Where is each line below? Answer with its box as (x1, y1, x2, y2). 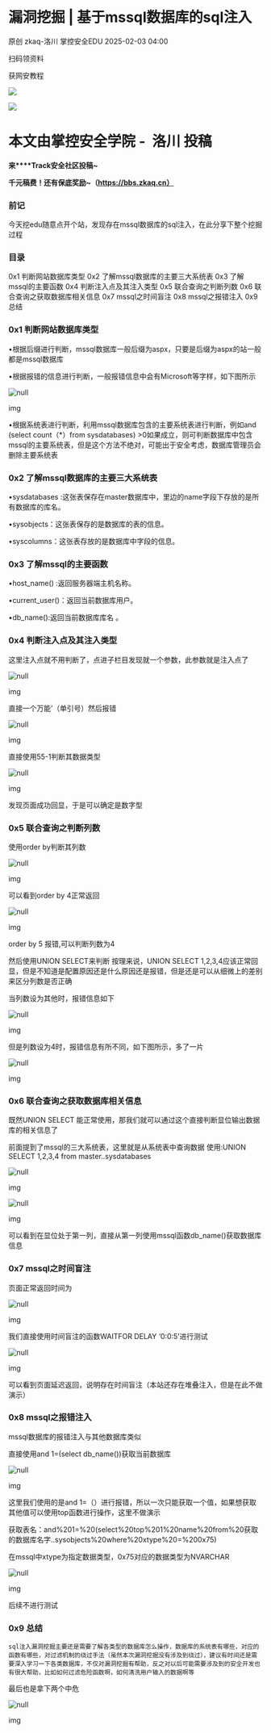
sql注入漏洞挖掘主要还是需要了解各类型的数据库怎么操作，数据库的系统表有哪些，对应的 (8, 1643, 260, 1651)
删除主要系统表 (8, 450, 58, 459)
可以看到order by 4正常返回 (8, 890, 100, 900)
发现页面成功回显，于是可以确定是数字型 (8, 800, 143, 810)
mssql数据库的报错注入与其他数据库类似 (8, 1431, 142, 1442)
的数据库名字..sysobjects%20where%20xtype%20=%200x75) (8, 1534, 217, 1544)
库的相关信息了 (8, 1125, 58, 1135)
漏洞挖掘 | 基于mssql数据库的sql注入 (8, 8, 252, 27)
